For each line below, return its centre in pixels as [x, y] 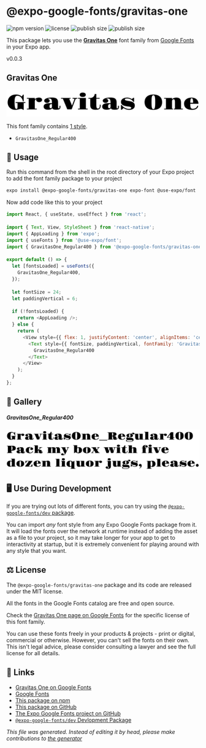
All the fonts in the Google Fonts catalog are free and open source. [90, 603]
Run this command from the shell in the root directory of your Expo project [100, 172]
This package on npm [43, 700]
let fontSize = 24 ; [37, 292]
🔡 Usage [22, 158]
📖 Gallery [24, 402]
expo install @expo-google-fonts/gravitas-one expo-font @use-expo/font [101, 191]
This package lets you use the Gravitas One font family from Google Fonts [100, 40]
